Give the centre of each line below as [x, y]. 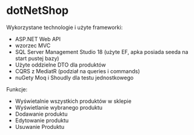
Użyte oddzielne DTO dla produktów [60, 65]
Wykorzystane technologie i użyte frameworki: [65, 27]
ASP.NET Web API [38, 39]
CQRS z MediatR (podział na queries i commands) [78, 71]
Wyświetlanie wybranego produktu [59, 107]
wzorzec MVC [33, 45]
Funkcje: [17, 89]
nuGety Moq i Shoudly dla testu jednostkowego [74, 77]
